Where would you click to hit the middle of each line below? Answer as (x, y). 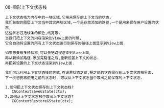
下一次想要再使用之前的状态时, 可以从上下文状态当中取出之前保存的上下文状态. (74, 78)
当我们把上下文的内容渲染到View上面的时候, (43, 38)
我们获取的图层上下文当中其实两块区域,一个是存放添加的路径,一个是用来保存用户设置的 (80, 22)
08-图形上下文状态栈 (26, 7)
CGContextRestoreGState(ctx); (42, 101)
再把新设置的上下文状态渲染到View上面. (40, 63)
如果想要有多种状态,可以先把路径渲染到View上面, (48, 53)
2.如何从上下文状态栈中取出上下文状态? (39, 97)
